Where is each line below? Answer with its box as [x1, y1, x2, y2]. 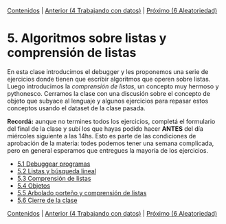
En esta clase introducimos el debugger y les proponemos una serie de [7, 67, 209, 75]
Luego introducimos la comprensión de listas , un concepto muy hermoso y [7, 82, 219, 90]
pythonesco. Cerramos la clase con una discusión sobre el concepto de [7, 89, 211, 97]
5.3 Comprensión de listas [16, 174, 91, 182]
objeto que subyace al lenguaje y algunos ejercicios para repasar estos [7, 97, 209, 105]
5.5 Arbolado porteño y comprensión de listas [16, 188, 147, 197]
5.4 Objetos [16, 182, 50, 190]
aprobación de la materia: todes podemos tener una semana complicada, [7, 139, 214, 147]
